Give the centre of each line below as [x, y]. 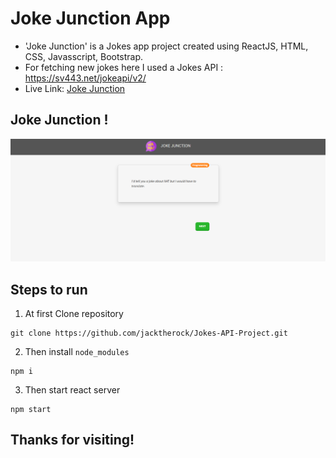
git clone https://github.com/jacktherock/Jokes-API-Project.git [149, 333]
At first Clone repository [74, 313]
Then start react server [72, 389]
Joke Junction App [90, 18]
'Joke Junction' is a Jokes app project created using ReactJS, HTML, [166, 46]
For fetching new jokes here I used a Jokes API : [124, 67]
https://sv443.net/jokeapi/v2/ [85, 78]
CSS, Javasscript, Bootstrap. [84, 56]
